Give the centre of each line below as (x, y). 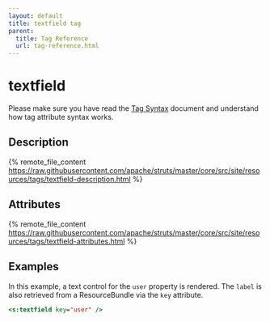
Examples (34, 267)
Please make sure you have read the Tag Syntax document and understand (133, 108)
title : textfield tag (45, 23)
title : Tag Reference (52, 38)
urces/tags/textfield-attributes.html (67, 241)
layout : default (36, 16)
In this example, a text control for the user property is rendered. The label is (135, 286)
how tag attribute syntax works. (61, 117)
